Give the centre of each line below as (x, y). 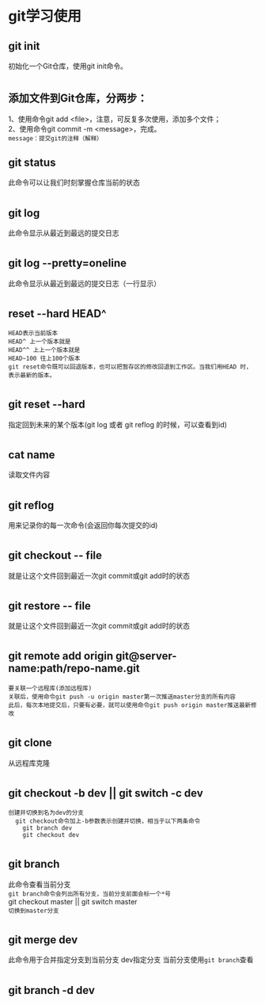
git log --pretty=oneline (67, 264)
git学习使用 (45, 16)
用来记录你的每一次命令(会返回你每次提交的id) (83, 525)
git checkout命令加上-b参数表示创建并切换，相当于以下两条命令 (108, 821)
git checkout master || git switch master (73, 901)
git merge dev (43, 940)
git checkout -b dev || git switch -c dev (106, 793)
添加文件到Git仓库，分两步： (78, 99)
